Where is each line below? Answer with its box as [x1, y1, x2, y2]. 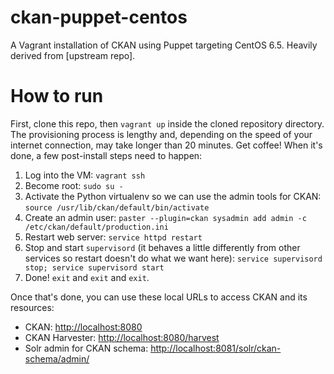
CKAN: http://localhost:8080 [24, 321, 143, 333]
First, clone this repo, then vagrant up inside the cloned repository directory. [10, 117, 325, 130]
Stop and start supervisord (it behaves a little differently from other [24, 241, 301, 253]
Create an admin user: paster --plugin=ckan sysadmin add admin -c [24, 211, 307, 223]
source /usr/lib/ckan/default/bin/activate [24, 202, 210, 213]
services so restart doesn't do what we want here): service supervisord [24, 252, 323, 264]
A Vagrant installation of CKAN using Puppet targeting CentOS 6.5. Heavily [10, 39, 318, 51]
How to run [10, 85, 104, 108]
